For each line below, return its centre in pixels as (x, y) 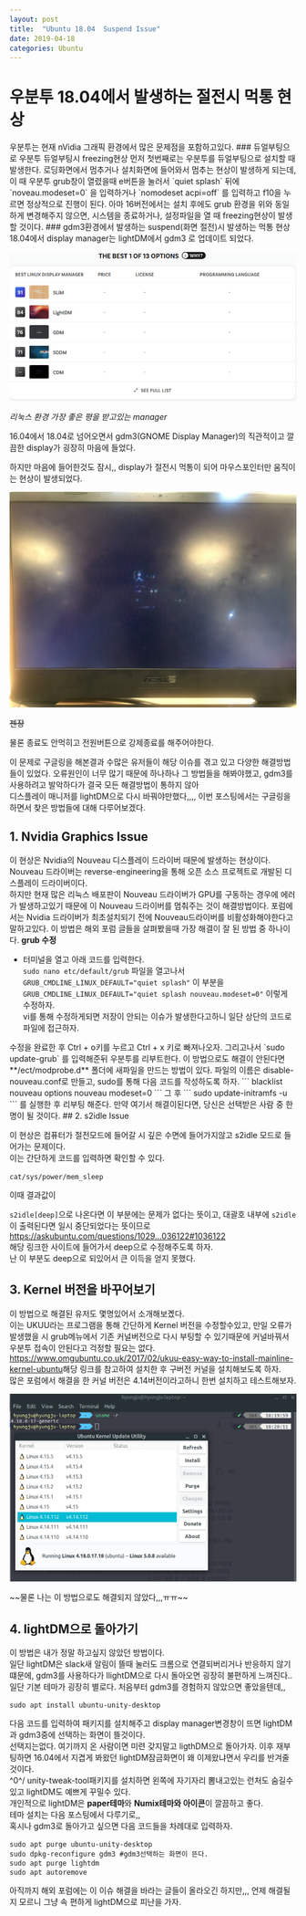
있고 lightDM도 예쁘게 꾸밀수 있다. (70, 1792)
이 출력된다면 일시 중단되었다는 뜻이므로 (80, 1225)
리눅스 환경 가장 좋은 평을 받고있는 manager (88, 417)
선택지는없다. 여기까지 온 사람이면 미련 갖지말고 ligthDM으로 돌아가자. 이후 (142, 1746)
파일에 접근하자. (51, 1028)
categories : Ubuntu (46, 48)
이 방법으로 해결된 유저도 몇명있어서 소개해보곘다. (97, 1314)
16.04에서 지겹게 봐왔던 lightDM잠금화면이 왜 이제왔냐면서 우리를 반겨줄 (161, 1758)
